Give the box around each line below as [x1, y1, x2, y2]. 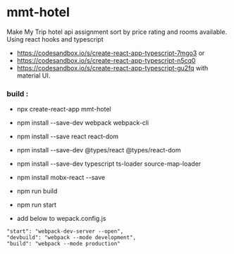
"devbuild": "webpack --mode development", [6, 234, 137, 241]
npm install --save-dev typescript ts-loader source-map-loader [16, 159, 202, 168]
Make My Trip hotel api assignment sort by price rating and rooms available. [6, 28, 227, 36]
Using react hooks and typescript [6, 35, 104, 43]
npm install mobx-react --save [16, 174, 106, 182]
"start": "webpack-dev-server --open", [6, 228, 124, 235]
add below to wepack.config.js [16, 214, 106, 223]
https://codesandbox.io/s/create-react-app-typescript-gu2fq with [16, 64, 209, 72]
